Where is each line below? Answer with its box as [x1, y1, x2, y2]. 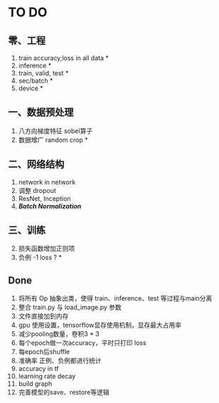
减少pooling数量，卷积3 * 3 [18, 330, 100, 338]
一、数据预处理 [8, 106, 74, 118]
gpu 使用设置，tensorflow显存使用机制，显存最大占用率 [18, 321, 182, 330]
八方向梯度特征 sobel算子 [18, 126, 93, 135]
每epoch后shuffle [18, 347, 70, 356]
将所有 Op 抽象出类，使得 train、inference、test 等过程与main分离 [18, 294, 213, 303]
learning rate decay [18, 372, 76, 381]
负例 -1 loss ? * [18, 253, 63, 262]
